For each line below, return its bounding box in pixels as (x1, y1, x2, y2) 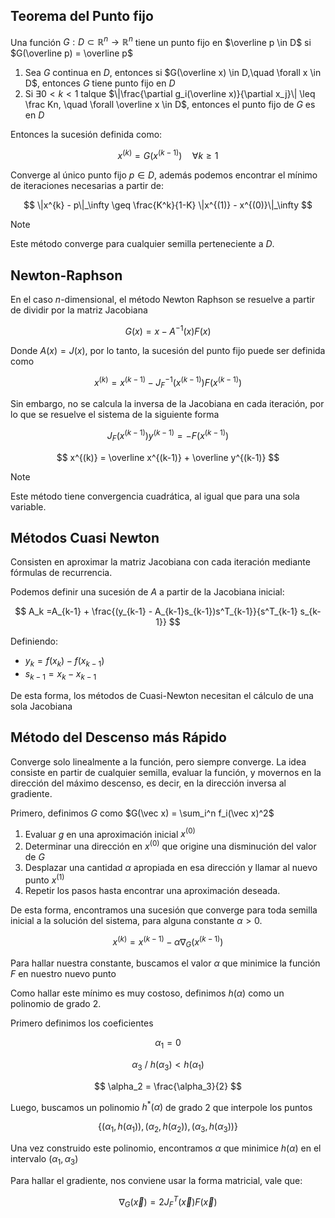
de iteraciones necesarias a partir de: (10, 180, 164, 192)
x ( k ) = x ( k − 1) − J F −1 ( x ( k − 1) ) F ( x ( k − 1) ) (93, 374, 243, 391)
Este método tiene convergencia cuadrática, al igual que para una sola (10, 490, 300, 502)
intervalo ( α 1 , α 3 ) (10, 1153, 79, 1167)
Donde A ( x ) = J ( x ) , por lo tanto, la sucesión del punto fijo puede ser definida (10, 344, 326, 356)
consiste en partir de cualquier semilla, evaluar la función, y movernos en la (10, 766, 322, 778)
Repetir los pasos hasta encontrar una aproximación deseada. (24, 884, 281, 896)
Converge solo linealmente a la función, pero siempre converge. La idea (10, 755, 307, 768)
